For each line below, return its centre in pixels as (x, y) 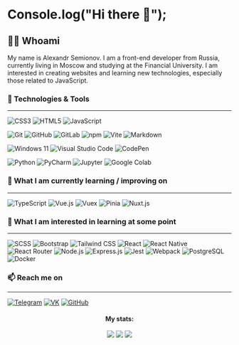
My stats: (119, 319)
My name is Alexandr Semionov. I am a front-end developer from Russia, (114, 58)
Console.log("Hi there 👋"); (87, 15)
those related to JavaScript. (48, 80)
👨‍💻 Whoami (34, 41)
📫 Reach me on (35, 277)
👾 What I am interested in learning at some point (92, 221)
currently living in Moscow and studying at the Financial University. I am (113, 65)
